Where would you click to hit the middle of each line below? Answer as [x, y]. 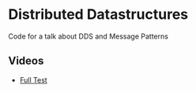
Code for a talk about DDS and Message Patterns [88, 36]
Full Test [33, 79]
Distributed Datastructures [98, 15]
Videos [26, 61]
